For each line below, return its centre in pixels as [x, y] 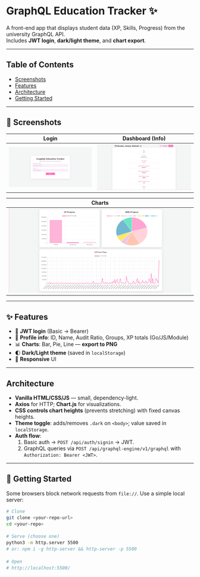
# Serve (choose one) [33, 537]
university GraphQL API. [36, 34]
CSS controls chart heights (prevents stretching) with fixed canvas [97, 411]
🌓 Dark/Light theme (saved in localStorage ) [70, 353]
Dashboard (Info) [144, 139]
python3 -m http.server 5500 [42, 543]
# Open [14, 562]
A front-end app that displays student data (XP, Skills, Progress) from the [96, 27]
